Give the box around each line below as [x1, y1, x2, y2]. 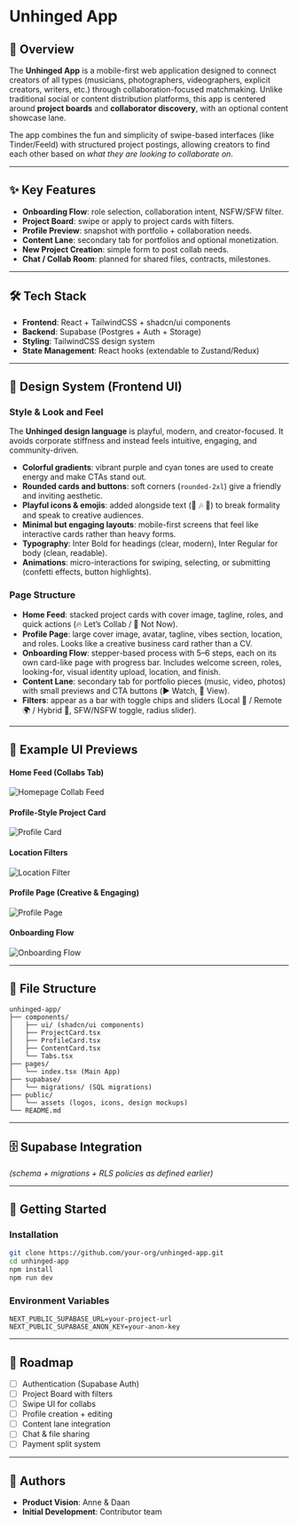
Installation [9, 1228, 59, 1241]
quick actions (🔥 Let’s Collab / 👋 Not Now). [21, 618, 178, 629]
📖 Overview [9, 42, 74, 57]
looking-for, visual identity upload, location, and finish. [21, 666, 222, 677]
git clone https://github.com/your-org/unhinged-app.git [9, 1249, 224, 1257]
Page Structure [9, 589, 76, 601]
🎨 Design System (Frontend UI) [9, 380, 183, 395]
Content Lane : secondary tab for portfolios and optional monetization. [21, 234, 279, 245]
